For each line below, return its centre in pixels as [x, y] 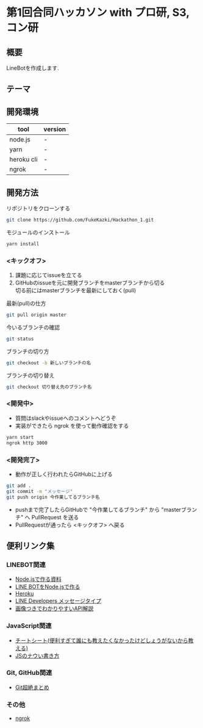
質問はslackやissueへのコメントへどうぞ [66, 418]
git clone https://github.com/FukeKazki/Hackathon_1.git [80, 220]
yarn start [20, 437]
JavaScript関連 [29, 626]
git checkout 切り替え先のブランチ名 [49, 387]
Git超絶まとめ [32, 687]
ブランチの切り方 [28, 351]
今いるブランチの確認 [33, 327]
